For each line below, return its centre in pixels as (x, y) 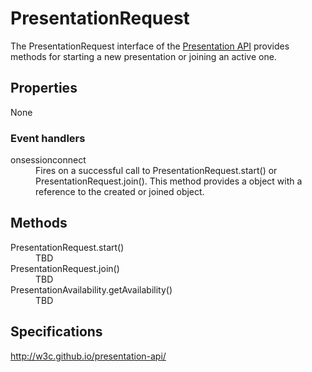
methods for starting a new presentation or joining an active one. (143, 56)
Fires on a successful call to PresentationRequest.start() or (156, 171)
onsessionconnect (48, 160)
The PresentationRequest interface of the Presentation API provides (150, 46)
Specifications (56, 332)
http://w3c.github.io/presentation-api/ (88, 356)
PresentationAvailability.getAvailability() (91, 289)
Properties (44, 88)
